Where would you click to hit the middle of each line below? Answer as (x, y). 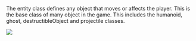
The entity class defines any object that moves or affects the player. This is (98, 8)
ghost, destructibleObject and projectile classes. (66, 21)
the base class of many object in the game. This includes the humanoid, (94, 15)
